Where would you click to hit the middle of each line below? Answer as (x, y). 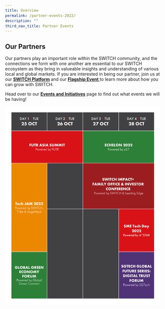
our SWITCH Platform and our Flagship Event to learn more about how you (82, 79)
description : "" (22, 21)
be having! (16, 99)
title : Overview (22, 10)
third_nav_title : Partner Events (39, 26)
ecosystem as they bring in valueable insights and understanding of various (82, 69)
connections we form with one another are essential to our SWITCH (74, 63)
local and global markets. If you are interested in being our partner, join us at (82, 74)
